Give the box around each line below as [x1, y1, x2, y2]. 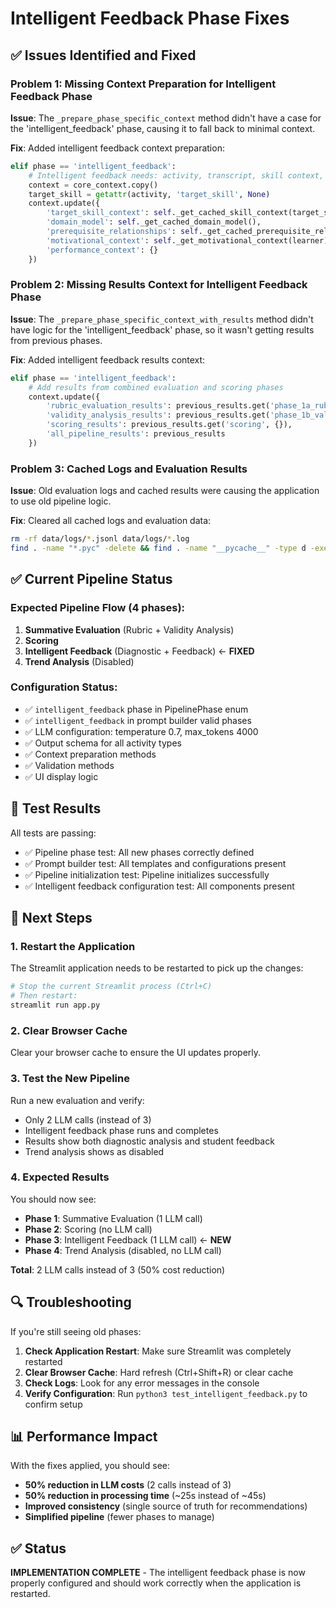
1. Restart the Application [10, 939, 136, 953]
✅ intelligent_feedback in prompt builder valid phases [24, 714, 252, 726]
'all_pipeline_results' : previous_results [46, 429, 226, 439]
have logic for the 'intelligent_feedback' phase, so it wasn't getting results [10, 323, 315, 336]
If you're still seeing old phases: [10, 1325, 142, 1337]
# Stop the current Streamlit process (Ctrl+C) [10, 982, 213, 992]
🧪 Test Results [10, 800, 102, 817]
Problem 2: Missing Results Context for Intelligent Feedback [10, 278, 308, 292]
